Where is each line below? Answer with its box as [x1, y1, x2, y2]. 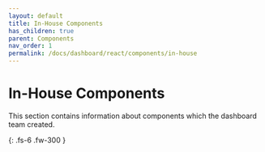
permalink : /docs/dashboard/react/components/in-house [8, 49, 198, 57]
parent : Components [8, 34, 75, 43]
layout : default [8, 11, 63, 20]
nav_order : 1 [8, 42, 53, 50]
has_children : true [8, 27, 75, 35]
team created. [8, 119, 55, 129]
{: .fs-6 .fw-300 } [8, 135, 66, 145]
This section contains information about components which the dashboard [8, 111, 258, 120]
